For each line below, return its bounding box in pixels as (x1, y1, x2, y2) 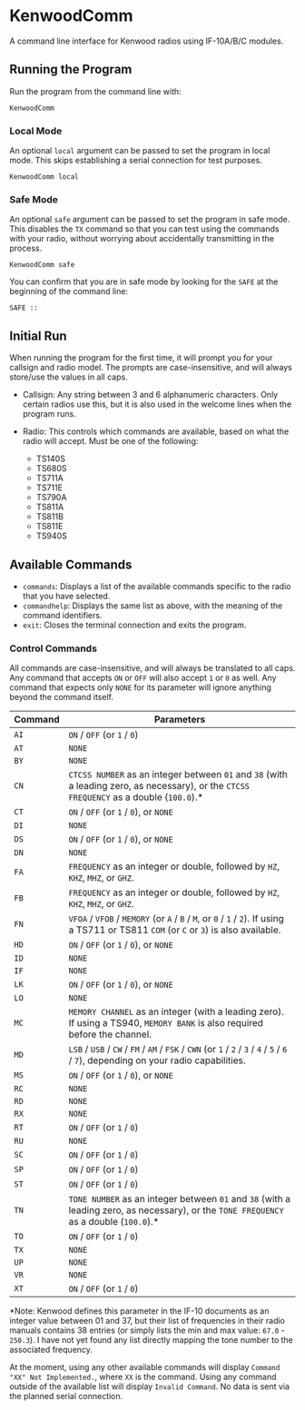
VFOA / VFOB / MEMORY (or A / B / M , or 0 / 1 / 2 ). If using (68, 912, 284, 925)
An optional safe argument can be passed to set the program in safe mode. (9, 214, 290, 225)
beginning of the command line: (9, 286, 129, 297)
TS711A (35, 473, 64, 484)
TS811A (35, 501, 64, 513)
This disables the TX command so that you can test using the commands (9, 223, 280, 234)
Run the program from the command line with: (9, 85, 182, 96)
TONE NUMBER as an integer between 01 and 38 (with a (68, 1193, 291, 1206)
